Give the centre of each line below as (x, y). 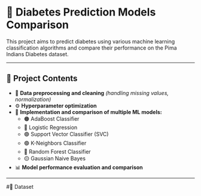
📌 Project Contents (42, 79)
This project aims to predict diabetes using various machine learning (91, 41)
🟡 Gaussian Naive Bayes (54, 158)
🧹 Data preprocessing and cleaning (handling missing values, (92, 93)
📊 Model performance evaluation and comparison (79, 167)
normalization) (33, 99)
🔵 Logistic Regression (51, 127)
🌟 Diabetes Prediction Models (81, 12)
